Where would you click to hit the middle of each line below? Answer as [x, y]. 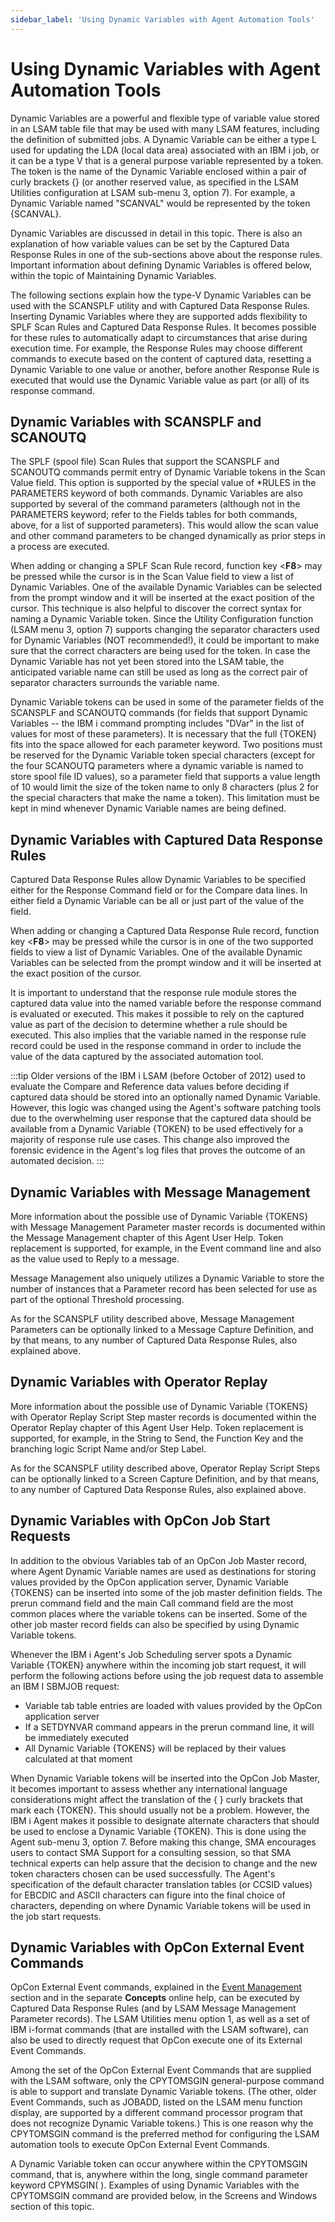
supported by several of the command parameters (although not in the [155, 504]
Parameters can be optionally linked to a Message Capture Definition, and [162, 1329]
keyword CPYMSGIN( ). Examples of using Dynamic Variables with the [155, 2185]
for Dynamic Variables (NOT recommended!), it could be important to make [165, 640]
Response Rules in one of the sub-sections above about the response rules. [166, 254]
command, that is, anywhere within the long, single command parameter [159, 2175]
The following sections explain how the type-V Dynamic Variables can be [161, 295]
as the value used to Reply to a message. [95, 1259]
